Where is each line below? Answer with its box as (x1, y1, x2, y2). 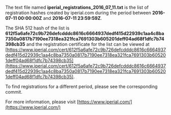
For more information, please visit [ (5, 99, 79, 105)
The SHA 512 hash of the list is (5, 25, 70, 31)
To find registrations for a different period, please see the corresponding (5, 83, 158, 90)
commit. (5, 89, 22, 95)
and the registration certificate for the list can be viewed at (26, 41, 150, 47)
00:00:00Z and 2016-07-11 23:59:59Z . (17, 15, 102, 21)
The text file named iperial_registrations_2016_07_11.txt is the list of (5, 5, 149, 10)
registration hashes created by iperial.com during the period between (5, 10, 152, 16)
